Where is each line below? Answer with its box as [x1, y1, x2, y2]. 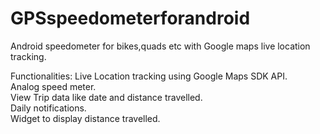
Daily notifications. [10, 102, 87, 114]
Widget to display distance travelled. [10, 112, 161, 124]
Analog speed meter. [10, 80, 97, 92]
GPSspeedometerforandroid [10, 7, 251, 30]
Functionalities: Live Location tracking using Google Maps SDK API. [10, 70, 288, 82]
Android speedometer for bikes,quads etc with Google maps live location [10, 40, 311, 52]
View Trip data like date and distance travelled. [10, 91, 203, 103]
